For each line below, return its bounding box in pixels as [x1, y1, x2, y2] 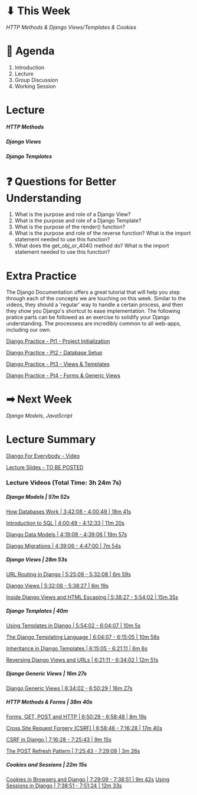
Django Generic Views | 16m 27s [6, 670, 87, 677]
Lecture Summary [6, 433, 96, 446]
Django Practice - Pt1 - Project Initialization [6, 338, 110, 345]
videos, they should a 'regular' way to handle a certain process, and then [6, 301, 183, 308]
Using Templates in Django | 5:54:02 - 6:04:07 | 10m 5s [6, 621, 141, 629]
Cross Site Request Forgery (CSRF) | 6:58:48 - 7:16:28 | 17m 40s [6, 724, 163, 731]
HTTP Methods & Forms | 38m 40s [6, 698, 93, 705]
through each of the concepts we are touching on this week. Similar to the [6, 295, 186, 302]
